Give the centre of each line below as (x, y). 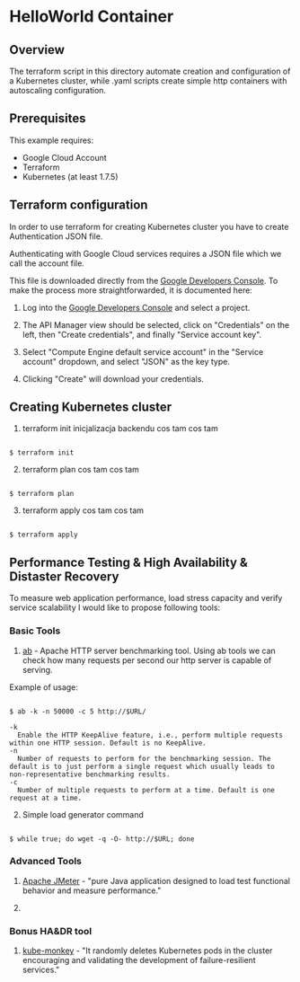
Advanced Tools (46, 862)
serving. (37, 669)
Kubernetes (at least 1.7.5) (70, 176)
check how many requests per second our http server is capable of (147, 660)
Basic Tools (35, 631)
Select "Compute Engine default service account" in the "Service (143, 351)
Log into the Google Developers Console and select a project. (136, 307)
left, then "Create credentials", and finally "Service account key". (142, 334)
